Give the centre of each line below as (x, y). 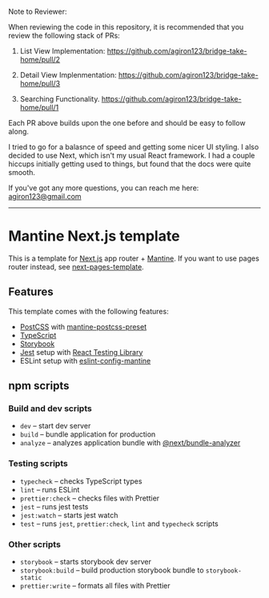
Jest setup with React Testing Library (81, 352)
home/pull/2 (40, 60)
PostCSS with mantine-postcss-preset (83, 326)
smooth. (22, 172)
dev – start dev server (55, 426)
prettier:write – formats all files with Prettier (95, 586)
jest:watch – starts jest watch (69, 515)
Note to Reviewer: (38, 12)
